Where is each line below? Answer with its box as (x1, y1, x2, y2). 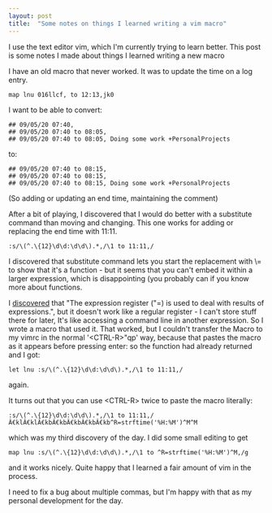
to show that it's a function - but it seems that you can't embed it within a (8, 265, 253, 275)
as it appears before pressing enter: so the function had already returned (8, 341, 253, 350)
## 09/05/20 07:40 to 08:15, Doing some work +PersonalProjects (8, 179, 231, 187)
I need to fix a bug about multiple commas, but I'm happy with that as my (8, 487, 253, 497)
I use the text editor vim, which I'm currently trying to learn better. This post (8, 41, 261, 51)
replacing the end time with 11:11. (8, 226, 118, 236)
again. (8, 380, 30, 389)
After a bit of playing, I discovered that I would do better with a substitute (8, 209, 253, 219)
